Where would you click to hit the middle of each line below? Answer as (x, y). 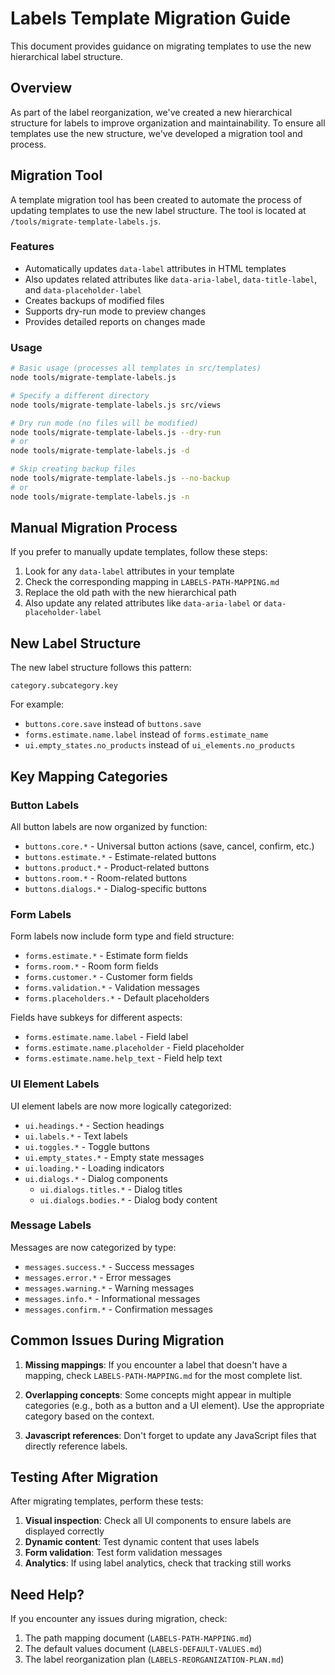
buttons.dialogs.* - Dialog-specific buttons (115, 888)
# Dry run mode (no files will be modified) (104, 423)
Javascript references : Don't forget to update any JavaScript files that (170, 1435)
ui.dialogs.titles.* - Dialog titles (111, 1189)
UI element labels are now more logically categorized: (121, 1106)
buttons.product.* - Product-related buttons (117, 867)
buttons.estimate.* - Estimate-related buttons (120, 856)
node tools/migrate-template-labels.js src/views (116, 405)
